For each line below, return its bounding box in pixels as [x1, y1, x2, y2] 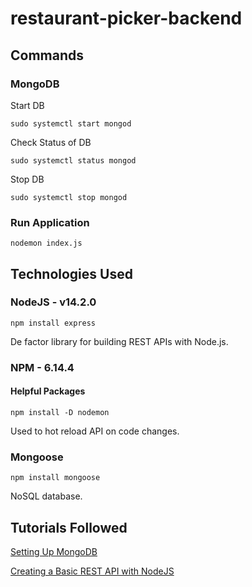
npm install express [10, 318, 97, 328]
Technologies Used [10, 265, 133, 282]
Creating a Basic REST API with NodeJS [10, 565, 175, 577]
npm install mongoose [10, 473, 101, 483]
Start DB [10, 99, 45, 111]
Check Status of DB [10, 136, 92, 148]
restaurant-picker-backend [10, 7, 243, 30]
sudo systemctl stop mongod [10, 192, 128, 202]
